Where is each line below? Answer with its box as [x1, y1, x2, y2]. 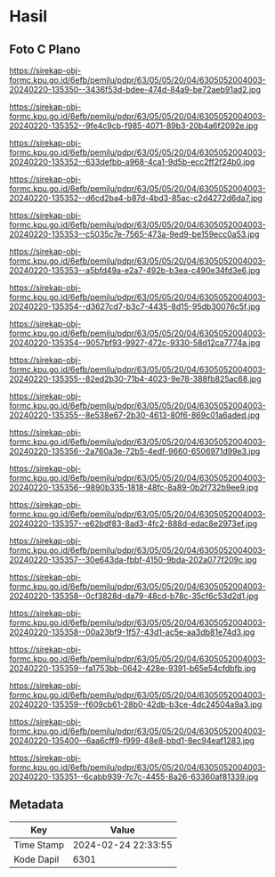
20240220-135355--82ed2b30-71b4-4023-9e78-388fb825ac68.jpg [9, 374, 262, 384]
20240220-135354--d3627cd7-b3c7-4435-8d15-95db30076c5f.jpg [9, 301, 261, 312]
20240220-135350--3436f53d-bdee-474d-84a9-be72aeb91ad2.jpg [9, 85, 261, 94]
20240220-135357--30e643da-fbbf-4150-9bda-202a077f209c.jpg [9, 555, 257, 564]
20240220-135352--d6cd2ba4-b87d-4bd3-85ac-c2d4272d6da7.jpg [9, 193, 263, 203]
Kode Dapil [13, 853, 60, 865]
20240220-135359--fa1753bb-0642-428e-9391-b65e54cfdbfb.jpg [9, 663, 256, 673]
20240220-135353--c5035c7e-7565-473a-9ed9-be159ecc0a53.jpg [9, 229, 260, 240]
